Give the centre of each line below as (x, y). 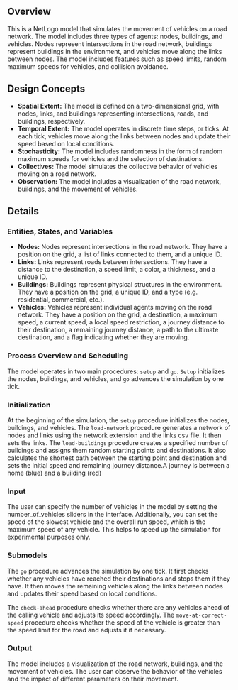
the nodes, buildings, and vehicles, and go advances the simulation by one (116, 378)
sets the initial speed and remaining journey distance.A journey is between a (119, 465)
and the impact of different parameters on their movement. (93, 679)
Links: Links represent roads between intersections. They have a (112, 262)
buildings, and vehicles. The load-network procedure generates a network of (119, 427)
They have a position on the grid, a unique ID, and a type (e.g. (108, 292)
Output (20, 648)
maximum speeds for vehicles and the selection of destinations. (110, 158)
